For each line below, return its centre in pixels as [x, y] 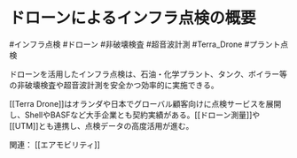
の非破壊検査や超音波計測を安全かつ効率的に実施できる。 [114, 85]
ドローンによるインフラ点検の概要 [133, 18]
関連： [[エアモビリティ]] [55, 144]
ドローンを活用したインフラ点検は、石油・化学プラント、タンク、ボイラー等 [148, 74]
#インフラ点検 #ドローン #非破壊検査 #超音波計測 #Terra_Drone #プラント [145, 44]
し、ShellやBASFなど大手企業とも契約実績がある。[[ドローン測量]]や [134, 115]
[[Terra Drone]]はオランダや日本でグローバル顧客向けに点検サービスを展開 [145, 103]
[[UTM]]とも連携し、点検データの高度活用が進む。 [102, 125]
